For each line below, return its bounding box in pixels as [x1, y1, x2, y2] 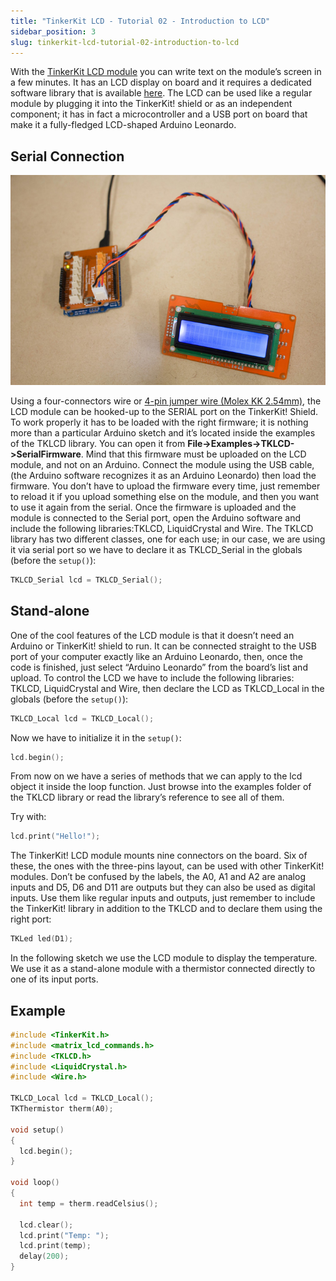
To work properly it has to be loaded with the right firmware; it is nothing [10, 416, 309, 428]
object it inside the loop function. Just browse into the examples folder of [10, 781, 312, 793]
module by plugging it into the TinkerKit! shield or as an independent [10, 98, 293, 110]
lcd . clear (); [19, 1220, 74, 1230]
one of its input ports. [10, 973, 99, 985]
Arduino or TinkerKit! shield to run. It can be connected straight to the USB [10, 640, 317, 652]
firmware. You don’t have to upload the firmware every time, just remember [10, 480, 321, 492]
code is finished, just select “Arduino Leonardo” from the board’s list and [10, 661, 308, 673]
